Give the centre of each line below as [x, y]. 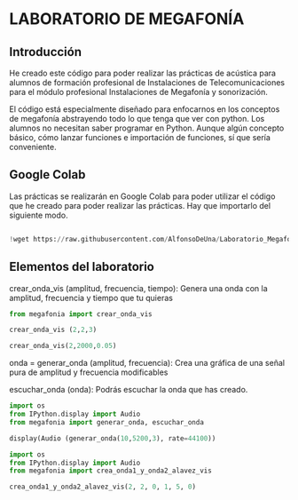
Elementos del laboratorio [82, 267]
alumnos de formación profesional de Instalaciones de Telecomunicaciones [147, 83]
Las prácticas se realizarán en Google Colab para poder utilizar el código [142, 196]
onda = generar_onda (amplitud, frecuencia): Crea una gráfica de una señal [147, 363]
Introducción [46, 52]
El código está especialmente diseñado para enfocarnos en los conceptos [145, 109]
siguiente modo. [39, 215]
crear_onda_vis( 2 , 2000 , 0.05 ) [63, 346]
